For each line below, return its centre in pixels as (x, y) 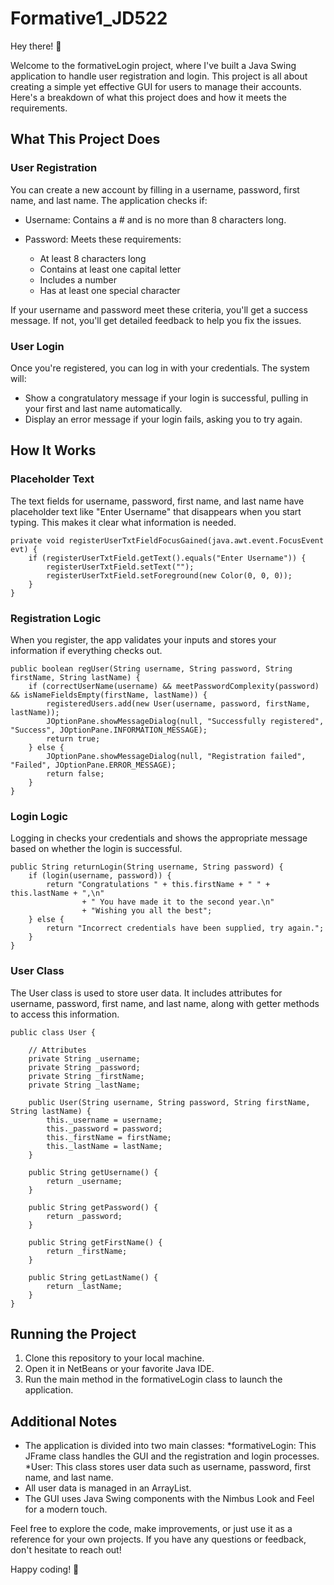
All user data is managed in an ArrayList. (108, 1488)
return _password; (84, 1216)
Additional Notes (64, 1421)
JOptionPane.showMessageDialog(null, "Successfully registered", (185, 721)
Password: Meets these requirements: (103, 239)
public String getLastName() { (93, 1277)
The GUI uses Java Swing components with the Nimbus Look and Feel (169, 1499)
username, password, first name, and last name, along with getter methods (165, 1003)
